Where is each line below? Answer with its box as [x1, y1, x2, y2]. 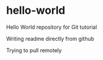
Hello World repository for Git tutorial [6, 23, 98, 31]
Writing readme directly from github [6, 35, 95, 42]
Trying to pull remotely [6, 46, 62, 54]
